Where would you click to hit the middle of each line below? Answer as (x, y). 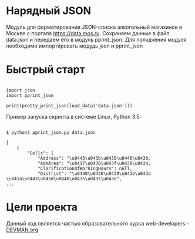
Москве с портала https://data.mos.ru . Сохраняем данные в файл (88, 33)
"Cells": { (41, 153)
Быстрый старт (46, 70)
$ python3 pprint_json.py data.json (51, 132)
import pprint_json (30, 95)
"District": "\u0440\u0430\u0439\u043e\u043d (94, 174)
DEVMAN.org (22, 230)
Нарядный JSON (49, 11)
